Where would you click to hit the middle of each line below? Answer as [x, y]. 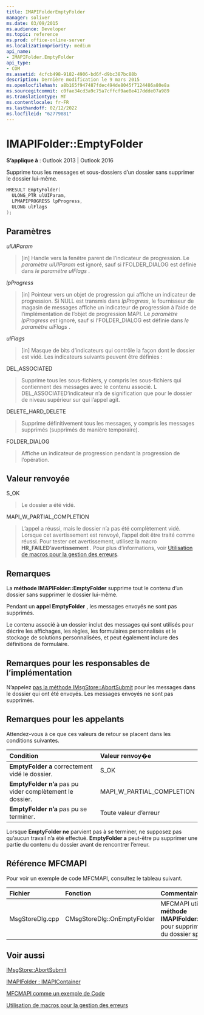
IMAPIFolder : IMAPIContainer [43, 982]
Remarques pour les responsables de [78, 663]
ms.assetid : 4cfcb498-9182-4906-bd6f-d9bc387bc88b [72, 74]
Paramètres [29, 232]
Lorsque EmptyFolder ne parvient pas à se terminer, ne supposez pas [94, 831]
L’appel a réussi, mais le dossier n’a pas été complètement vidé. [101, 529]
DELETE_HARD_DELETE [36, 411]
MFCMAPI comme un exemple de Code [56, 994]
